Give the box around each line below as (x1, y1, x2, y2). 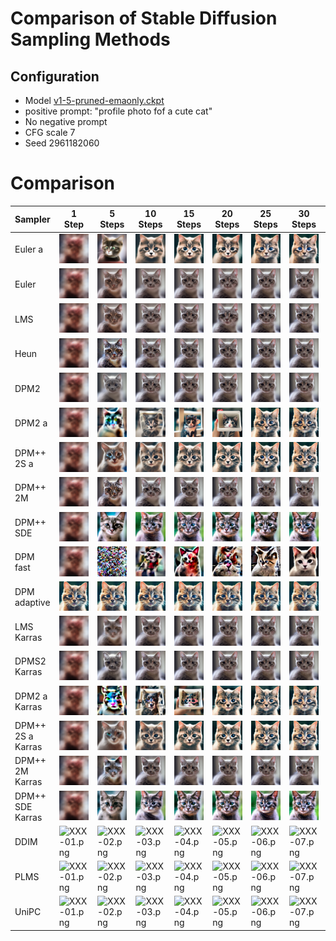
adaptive (14, 596, 51, 608)
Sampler (14, 213, 51, 225)
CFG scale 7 (24, 127, 76, 138)
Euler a (14, 243, 44, 256)
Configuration (10, 68, 100, 85)
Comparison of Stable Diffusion (10, 7, 278, 30)
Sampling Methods (10, 28, 171, 51)
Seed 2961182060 (24, 137, 100, 149)
